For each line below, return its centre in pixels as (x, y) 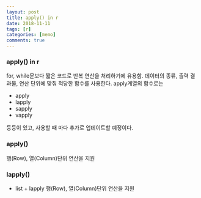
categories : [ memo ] (31, 35)
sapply (24, 109)
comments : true (26, 40)
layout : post (23, 12)
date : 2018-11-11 (28, 23)
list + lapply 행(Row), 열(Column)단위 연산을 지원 (75, 188)
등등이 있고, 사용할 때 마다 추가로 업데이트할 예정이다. (70, 128)
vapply (24, 115)
